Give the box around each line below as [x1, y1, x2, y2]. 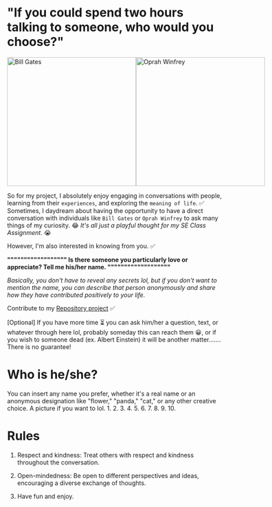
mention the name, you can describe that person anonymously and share [7, 283, 216, 291]
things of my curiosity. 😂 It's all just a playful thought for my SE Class [7, 221, 206, 229]
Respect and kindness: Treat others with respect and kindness [16, 451, 194, 459]
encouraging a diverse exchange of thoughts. [16, 479, 146, 487]
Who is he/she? [7, 367, 98, 383]
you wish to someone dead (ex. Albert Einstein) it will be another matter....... [7, 335, 221, 343]
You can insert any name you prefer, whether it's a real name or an [7, 390, 196, 398]
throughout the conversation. [16, 458, 100, 466]
